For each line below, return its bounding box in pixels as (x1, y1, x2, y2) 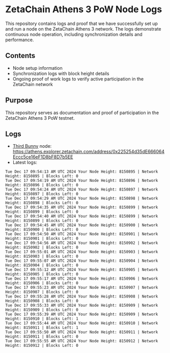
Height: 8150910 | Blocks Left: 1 (5, 316, 79, 321)
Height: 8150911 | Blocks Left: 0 (5, 334, 79, 339)
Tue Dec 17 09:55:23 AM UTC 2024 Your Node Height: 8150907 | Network (5, 285, 158, 290)
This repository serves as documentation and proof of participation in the (5, 110, 159, 116)
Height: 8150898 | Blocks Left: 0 (5, 200, 79, 206)
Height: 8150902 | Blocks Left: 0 (5, 245, 79, 250)
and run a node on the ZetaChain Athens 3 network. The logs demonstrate (5, 25, 161, 32)
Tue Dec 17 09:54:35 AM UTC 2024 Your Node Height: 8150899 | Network (5, 205, 158, 210)
